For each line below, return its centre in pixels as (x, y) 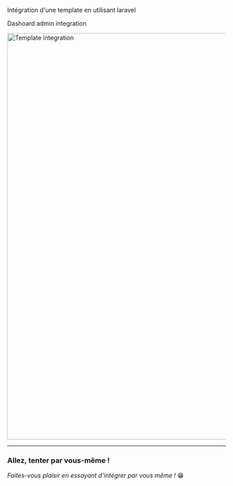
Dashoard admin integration (47, 23)
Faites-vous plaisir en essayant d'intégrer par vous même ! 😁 (96, 476)
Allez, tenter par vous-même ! (59, 460)
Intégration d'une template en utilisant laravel (72, 10)
